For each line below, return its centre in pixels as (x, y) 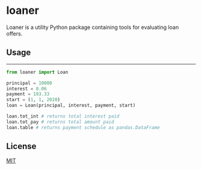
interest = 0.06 (26, 89)
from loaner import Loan (37, 72)
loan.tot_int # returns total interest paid (63, 116)
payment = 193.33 (28, 94)
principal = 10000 (29, 83)
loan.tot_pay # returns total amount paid (60, 122)
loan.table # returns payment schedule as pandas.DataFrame (83, 127)
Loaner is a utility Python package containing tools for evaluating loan (93, 27)
